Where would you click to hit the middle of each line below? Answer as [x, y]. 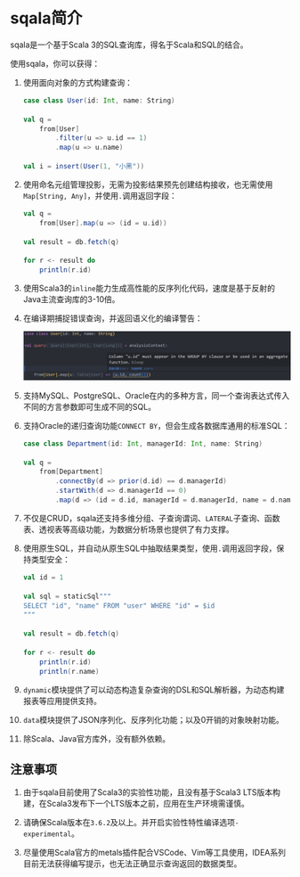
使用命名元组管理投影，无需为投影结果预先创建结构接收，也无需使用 [148, 184]
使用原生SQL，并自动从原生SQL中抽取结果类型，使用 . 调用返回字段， [150, 548]
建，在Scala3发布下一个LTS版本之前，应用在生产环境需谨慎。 [136, 804]
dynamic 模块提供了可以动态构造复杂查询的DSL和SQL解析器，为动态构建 [154, 689]
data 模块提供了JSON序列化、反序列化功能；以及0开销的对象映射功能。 [153, 719]
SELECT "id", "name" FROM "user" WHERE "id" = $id [119, 606]
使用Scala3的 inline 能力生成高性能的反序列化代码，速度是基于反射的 [149, 288]
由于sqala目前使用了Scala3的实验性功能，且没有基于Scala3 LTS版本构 [152, 792]
